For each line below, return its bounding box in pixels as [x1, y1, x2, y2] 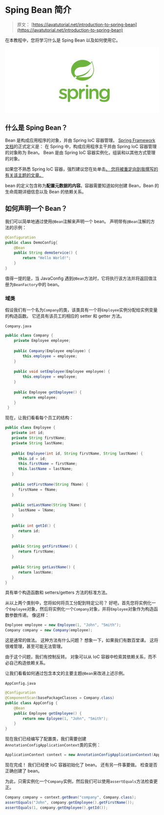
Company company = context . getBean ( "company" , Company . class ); [5, 795, 137, 800]
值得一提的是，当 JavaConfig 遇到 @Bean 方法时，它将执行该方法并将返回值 [5, 275, 153, 281]
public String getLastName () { [11, 564, 76, 570]
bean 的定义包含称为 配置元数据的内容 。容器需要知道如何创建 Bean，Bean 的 [5, 182, 160, 189]
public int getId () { [11, 523, 56, 528]
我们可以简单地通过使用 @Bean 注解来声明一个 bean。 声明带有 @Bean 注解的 [5, 218, 151, 224]
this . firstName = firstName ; [18, 461, 78, 466]
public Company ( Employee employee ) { [14, 348, 91, 353]
